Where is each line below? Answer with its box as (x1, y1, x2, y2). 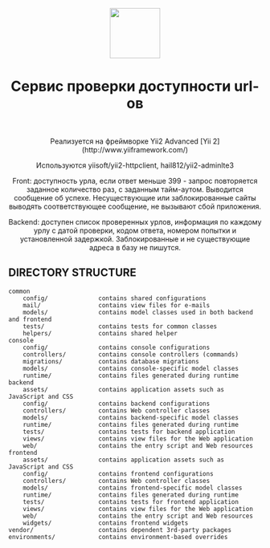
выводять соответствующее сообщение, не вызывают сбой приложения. (8, 201, 262, 211)
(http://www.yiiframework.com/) (81, 144, 189, 154)
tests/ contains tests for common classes (22, 322, 218, 331)
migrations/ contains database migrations (22, 357, 199, 365)
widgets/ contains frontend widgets (22, 518, 189, 527)
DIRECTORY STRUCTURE (8, 266, 137, 280)
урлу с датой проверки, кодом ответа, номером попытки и (33, 225, 237, 235)
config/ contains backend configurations (22, 400, 211, 408)
